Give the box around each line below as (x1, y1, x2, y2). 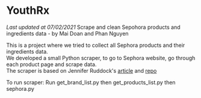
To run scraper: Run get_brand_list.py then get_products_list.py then (6, 79, 176, 86)
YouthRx (6, 4, 50, 17)
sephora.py (6, 85, 35, 92)
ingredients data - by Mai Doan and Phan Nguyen (6, 29, 129, 37)
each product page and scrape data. (6, 61, 97, 68)
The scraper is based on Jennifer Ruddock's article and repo (6, 67, 157, 74)
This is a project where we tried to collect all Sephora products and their (6, 41, 185, 49)
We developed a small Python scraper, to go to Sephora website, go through (6, 54, 196, 61)
